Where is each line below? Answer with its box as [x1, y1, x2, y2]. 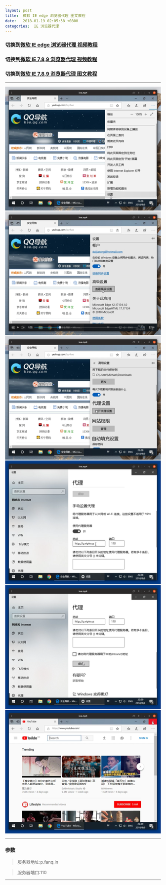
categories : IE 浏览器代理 [5, 24, 59, 29]
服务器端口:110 [17, 869, 47, 875]
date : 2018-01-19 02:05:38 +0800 [5, 18, 79, 23]
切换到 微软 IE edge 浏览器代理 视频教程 [5, 41, 98, 48]
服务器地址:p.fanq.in [17, 859, 58, 865]
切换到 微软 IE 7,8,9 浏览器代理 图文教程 [5, 71, 97, 78]
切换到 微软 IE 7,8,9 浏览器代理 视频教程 [5, 56, 97, 63]
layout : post [5, 8, 32, 13]
